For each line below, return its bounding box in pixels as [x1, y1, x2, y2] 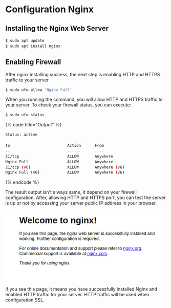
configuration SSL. [5, 297, 45, 303]
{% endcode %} [5, 179, 39, 185]
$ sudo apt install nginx [5, 43, 60, 49]
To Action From [5, 143, 104, 148]
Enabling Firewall [5, 58, 61, 67]
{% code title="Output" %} [5, 122, 62, 128]
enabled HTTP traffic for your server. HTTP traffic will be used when [5, 292, 149, 298]
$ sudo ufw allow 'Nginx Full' [5, 87, 72, 93]
